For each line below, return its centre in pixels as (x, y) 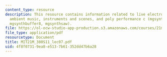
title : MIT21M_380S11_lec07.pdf (39, 42)
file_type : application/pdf (34, 33)
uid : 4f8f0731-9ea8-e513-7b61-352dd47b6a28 (51, 47)
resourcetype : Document (30, 38)
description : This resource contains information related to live (75, 14)
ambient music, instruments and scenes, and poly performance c (78, 19)
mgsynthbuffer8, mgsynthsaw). (41, 24)
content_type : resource (30, 10)
